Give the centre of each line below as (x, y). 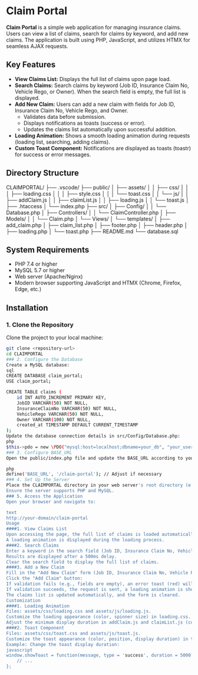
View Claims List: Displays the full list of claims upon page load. (93, 79)
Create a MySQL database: (38, 365)
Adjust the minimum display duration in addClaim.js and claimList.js (95, 622)
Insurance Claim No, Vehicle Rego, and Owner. (71, 110)
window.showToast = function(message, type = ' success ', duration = (92, 655)
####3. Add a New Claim (35, 567)
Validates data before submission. (65, 117)
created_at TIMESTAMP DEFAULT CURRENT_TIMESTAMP (77, 425)
